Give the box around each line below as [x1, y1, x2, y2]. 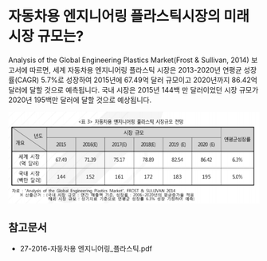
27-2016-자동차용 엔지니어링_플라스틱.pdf [19, 243, 153, 253]
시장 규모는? [8, 27, 84, 45]
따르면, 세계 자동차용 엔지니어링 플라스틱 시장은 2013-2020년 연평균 [29, 65, 242, 74]
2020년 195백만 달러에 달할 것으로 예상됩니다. [8, 95, 152, 105]
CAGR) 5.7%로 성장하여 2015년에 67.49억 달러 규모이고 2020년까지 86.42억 [17, 75, 257, 85]
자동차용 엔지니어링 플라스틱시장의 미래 [8, 7, 249, 26]
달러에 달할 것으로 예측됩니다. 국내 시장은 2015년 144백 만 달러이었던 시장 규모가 [8, 85, 259, 94]
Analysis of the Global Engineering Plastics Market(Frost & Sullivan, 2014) [8, 55, 249, 65]
